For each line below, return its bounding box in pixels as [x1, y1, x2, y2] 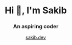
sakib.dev [26, 34, 46, 40]
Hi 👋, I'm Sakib [4, 5, 67, 16]
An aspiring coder [13, 23, 59, 30]
